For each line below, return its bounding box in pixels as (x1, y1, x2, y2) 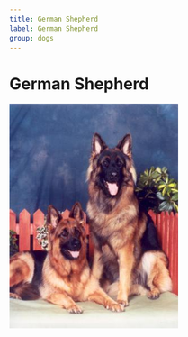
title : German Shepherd (9, 14, 99, 23)
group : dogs (9, 33, 54, 42)
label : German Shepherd (9, 23, 99, 33)
